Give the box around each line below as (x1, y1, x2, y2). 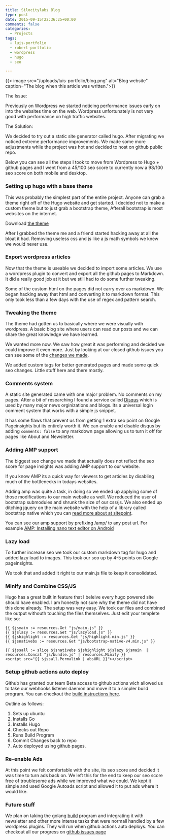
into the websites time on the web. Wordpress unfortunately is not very (5, 108, 154, 114)
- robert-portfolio (10, 45, 51, 50)
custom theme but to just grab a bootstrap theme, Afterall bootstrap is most (5, 205, 163, 211)
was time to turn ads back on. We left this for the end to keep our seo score (5, 772, 163, 778)
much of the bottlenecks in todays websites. (5, 478, 98, 485)
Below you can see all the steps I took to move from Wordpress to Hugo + (5, 159, 160, 165)
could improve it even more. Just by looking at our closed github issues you (5, 347, 163, 353)
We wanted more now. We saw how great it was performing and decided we (5, 341, 165, 348)
